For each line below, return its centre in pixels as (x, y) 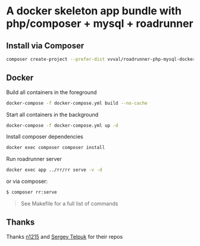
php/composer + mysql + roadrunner (100, 24)
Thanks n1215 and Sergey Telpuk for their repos (65, 236)
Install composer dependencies (45, 137)
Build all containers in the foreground (51, 92)
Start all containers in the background (52, 114)
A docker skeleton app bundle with (94, 11)
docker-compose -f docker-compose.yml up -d (62, 125)
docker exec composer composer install (56, 148)
